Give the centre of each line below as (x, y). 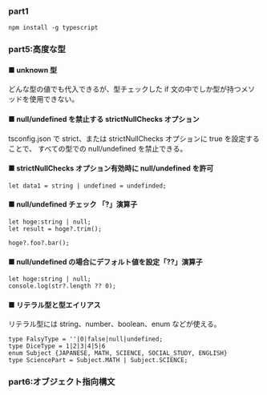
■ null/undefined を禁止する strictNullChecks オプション (104, 119)
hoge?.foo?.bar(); (39, 243)
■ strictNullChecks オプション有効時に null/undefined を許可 (111, 168)
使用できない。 (54, 99)
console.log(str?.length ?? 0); (62, 286)
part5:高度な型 (37, 50)
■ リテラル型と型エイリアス (55, 304)
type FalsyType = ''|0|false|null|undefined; (85, 339)
